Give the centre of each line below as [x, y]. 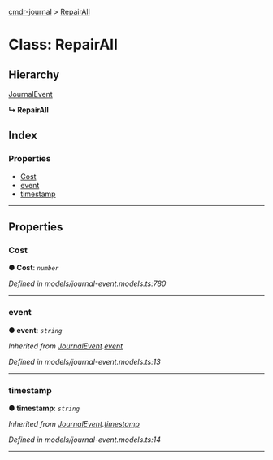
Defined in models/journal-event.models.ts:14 [84, 440]
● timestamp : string [44, 408]
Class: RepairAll [63, 45]
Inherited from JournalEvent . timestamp [74, 423]
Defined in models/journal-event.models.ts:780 [87, 283]
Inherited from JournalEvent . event [66, 346]
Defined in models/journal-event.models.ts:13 [84, 361]
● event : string [35, 330]
